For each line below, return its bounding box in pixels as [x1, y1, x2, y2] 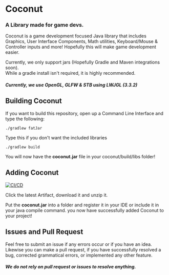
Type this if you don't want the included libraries [5, 134, 108, 141]
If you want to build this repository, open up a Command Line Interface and [5, 110, 164, 116]
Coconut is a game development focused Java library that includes [5, 33, 147, 39]
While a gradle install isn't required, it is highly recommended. [5, 70, 136, 76]
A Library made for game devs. [5, 22, 84, 29]
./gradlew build [5, 144, 40, 150]
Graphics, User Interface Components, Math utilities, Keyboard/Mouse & [5, 38, 158, 45]
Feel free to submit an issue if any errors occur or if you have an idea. [5, 241, 152, 247]
